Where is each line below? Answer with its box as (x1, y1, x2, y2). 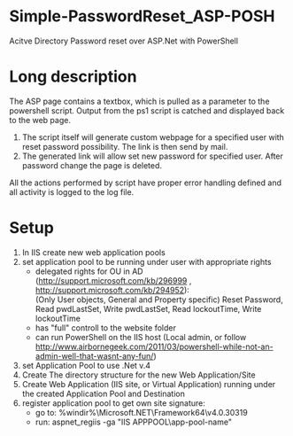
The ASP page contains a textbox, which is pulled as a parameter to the (9, 96, 270, 106)
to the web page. (9, 114, 71, 125)
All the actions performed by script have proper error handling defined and (9, 177, 281, 188)
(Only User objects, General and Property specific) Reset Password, (35, 294, 283, 305)
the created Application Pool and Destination (21, 388, 186, 399)
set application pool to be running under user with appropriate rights (21, 256, 272, 267)
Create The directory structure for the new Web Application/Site (21, 370, 256, 380)
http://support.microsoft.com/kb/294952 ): (35, 284, 190, 295)
